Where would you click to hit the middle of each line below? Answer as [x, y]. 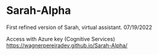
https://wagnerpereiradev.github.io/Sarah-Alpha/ [67, 45]
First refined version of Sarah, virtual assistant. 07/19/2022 [79, 27]
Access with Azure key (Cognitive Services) [61, 39]
